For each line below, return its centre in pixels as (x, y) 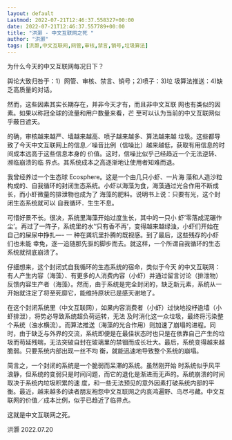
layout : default (30, 13)
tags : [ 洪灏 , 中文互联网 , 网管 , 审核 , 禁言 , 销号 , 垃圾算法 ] (78, 46)
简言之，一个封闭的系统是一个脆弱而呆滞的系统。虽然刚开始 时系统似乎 (108, 365)
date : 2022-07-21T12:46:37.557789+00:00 (66, 26)
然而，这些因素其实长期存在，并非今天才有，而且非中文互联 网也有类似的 (111, 104)
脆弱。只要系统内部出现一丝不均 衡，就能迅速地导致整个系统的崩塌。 (105, 351)
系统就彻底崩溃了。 (35, 252)
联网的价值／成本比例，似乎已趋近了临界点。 (71, 400)
